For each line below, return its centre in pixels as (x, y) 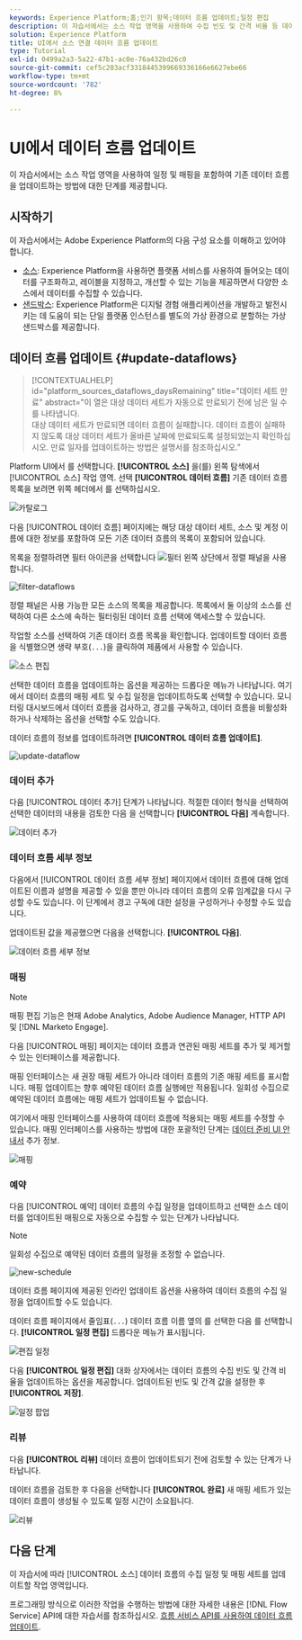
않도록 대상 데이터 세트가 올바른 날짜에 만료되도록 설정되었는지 (150, 436)
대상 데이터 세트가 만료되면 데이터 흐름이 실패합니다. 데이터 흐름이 (147, 425)
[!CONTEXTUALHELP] (72, 381)
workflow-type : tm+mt (50, 76)
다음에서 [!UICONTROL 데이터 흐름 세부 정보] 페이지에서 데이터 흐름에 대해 (141, 879)
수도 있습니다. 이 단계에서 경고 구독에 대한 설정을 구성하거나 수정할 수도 (151, 901)
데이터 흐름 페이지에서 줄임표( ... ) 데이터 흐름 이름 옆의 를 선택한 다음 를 (136, 1321)
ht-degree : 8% (36, 93)
